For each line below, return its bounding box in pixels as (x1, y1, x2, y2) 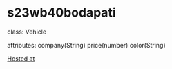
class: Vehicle (7, 28, 47, 36)
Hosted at (7, 54, 35, 63)
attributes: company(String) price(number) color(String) (7, 41, 166, 49)
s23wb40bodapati (7, 5, 116, 21)
